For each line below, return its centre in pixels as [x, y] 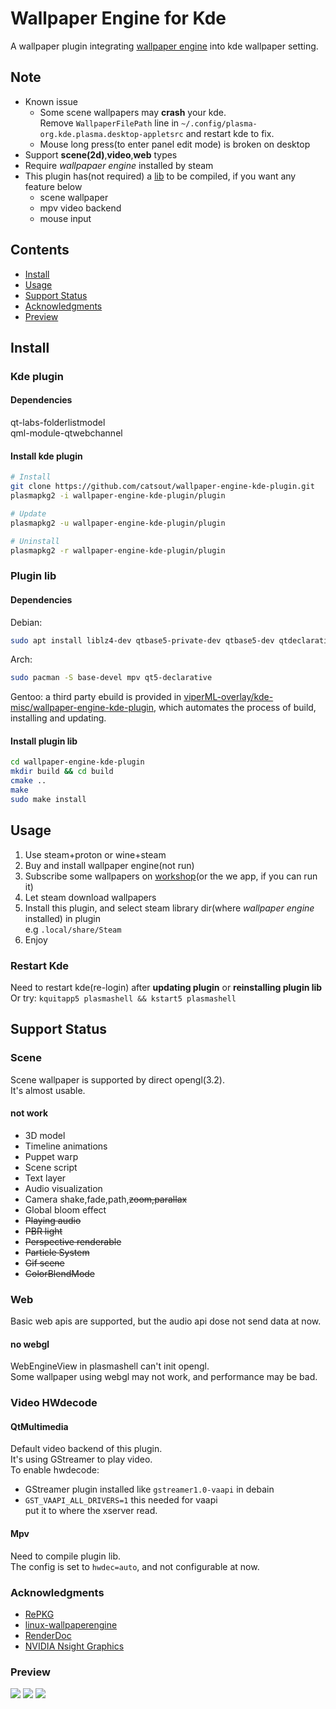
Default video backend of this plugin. [86, 1449]
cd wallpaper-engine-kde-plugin [77, 762]
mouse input [65, 218]
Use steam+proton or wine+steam [95, 854]
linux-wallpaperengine [71, 1624]
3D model [45, 1135]
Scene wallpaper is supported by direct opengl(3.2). [117, 1079]
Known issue [51, 101]
